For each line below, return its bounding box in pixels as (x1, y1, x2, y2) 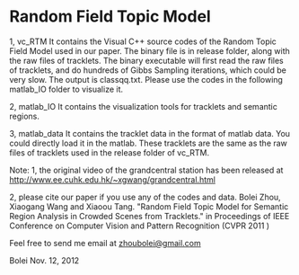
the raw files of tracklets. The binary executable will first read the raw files (9, 55, 285, 66)
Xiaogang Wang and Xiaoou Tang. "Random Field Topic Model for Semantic (9, 200, 289, 212)
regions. (9, 111, 40, 121)
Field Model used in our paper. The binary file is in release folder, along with (9, 45, 290, 56)
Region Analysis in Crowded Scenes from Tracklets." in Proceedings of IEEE (9, 210, 290, 221)
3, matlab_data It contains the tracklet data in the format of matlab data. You (9, 128, 290, 138)
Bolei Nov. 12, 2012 (9, 254, 80, 266)
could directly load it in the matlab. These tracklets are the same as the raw (9, 137, 287, 148)
